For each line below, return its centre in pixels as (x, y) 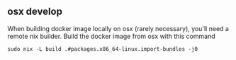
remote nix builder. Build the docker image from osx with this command (111, 36)
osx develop (35, 12)
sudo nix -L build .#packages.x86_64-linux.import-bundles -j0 (103, 49)
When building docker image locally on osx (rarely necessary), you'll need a (118, 28)
